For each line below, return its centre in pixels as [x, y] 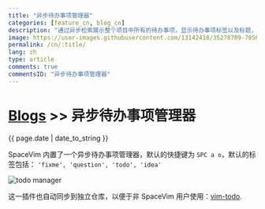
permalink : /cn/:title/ [47, 45]
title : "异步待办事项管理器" [50, 15]
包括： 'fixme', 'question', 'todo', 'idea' [88, 164]
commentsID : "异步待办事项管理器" [60, 74]
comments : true [33, 67]
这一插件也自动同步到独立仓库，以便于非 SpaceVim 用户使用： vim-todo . [125, 196]
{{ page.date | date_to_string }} [58, 138]
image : [19, 37]
